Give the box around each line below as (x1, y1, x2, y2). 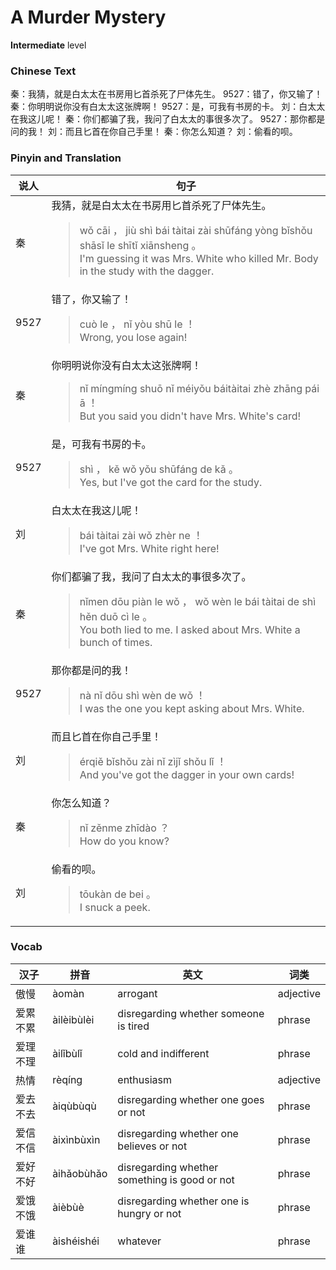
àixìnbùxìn (52, 1132, 101, 1146)
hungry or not (117, 1206, 182, 1220)
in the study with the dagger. (79, 264, 215, 278)
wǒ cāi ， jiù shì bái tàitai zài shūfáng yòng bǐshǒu (79, 223, 313, 237)
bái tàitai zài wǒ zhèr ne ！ (79, 528, 204, 542)
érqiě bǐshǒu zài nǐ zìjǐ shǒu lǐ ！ (79, 754, 227, 768)
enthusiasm (117, 1072, 173, 1086)
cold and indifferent (117, 1046, 210, 1060)
